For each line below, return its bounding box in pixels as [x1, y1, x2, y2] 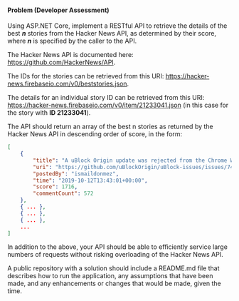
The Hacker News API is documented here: [7, 51, 134, 59]
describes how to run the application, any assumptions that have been [7, 272, 213, 280]
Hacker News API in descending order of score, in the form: [7, 130, 183, 138]
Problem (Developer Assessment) [7, 6, 110, 14]
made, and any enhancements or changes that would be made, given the [7, 279, 222, 288]
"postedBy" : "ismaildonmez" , [33, 170, 119, 178]
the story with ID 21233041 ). [7, 108, 91, 117]
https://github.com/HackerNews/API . [7, 58, 116, 67]
